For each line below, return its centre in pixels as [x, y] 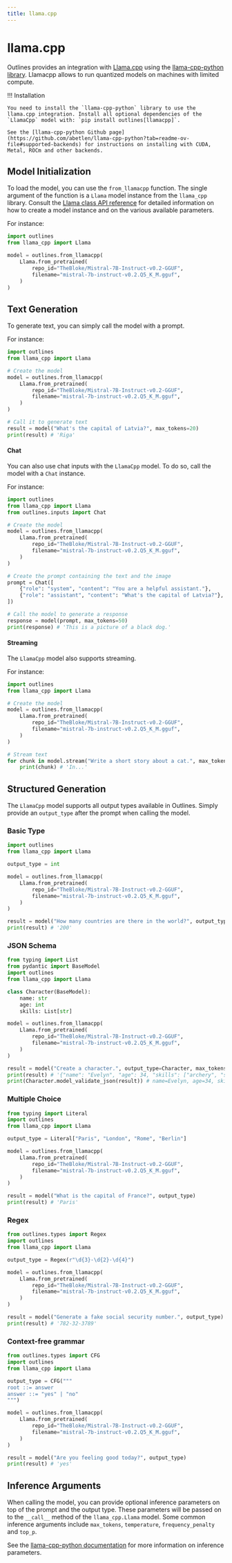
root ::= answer [30, 1387]
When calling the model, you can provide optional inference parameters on [114, 1502]
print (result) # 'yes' [40, 1464]
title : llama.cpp [32, 14]
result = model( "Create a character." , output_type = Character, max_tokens [117, 1068]
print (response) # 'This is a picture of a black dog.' [89, 627]
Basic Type [26, 831]
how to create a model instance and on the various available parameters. [110, 210]
